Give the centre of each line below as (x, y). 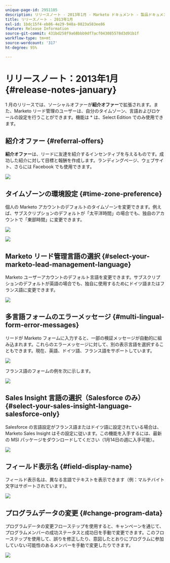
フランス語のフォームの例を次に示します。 (49, 371)
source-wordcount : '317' (31, 43)
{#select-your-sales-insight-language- (69, 406)
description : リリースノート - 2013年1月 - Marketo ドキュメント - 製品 (77, 15)
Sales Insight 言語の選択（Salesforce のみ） (75, 398)
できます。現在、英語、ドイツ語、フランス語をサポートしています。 (84, 351)
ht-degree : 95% (21, 48)
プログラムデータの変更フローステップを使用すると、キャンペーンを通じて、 (84, 526)
